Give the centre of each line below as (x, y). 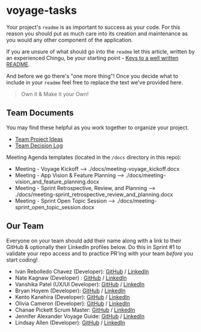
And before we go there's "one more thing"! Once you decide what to (92, 76)
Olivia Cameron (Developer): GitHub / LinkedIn (73, 303)
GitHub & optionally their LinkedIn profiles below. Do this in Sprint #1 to (94, 247)
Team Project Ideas (39, 139)
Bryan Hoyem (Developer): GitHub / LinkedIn (70, 290)
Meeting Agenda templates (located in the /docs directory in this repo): (94, 157)
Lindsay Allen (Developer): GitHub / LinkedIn (70, 322)
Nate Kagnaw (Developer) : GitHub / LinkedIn (71, 278)
